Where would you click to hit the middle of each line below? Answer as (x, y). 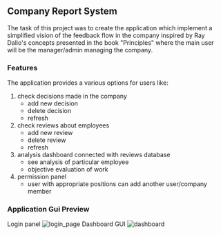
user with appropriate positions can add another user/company (117, 184)
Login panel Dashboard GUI (66, 224)
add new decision (52, 103)
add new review (50, 133)
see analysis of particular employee (78, 162)
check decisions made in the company (72, 96)
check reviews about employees (63, 125)
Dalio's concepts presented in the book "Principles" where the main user (110, 42)
